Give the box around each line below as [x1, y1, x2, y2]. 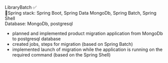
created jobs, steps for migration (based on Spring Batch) [12, 41, 133, 47]
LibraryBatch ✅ [5, 5, 37, 10]
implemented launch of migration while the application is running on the [12, 46, 163, 52]
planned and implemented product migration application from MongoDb [12, 30, 163, 36]
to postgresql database [12, 36, 61, 42]
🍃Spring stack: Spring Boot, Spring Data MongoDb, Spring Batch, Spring [5, 10, 157, 16]
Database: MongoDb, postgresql [5, 21, 73, 27]
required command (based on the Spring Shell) [12, 52, 111, 57]
